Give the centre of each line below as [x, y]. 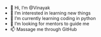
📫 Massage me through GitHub [44, 29]
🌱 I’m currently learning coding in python [53, 18]
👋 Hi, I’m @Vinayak [30, 8]
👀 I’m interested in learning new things [50, 13]
